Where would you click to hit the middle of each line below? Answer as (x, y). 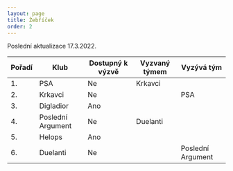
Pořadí (22, 68)
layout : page (26, 13)
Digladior (54, 106)
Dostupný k (109, 63)
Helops (51, 137)
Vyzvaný (155, 63)
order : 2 (20, 26)
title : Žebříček (31, 20)
